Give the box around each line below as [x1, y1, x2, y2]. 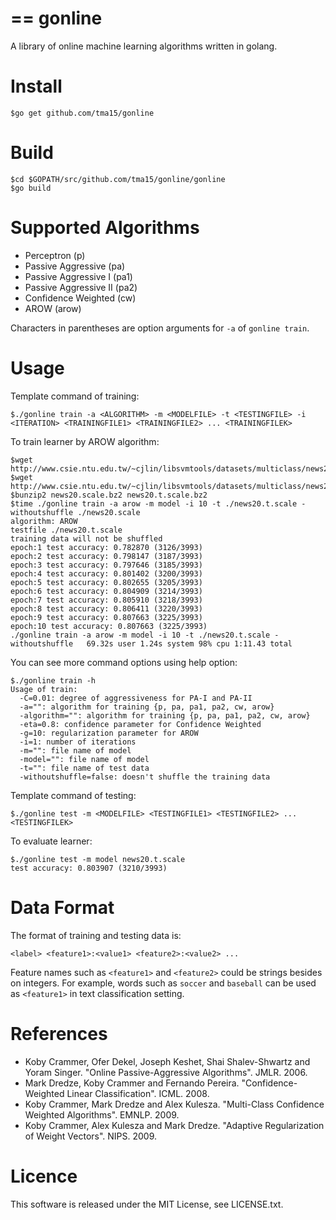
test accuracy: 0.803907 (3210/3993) [10, 863, 168, 873]
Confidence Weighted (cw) [24, 292, 137, 304]
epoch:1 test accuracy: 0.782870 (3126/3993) [10, 542, 203, 552]
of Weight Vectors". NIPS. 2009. [24, 1130, 158, 1142]
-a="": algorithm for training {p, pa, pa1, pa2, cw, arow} [19, 702, 275, 712]
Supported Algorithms [10, 217, 200, 239]
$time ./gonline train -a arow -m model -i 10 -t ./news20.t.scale [10, 498, 298, 509]
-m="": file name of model [19, 745, 132, 756]
